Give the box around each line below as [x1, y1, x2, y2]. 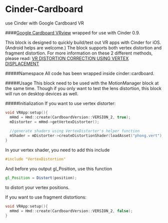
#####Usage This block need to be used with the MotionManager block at [5, 80, 159, 86]
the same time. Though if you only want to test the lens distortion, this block [5, 85, 161, 91]
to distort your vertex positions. [5, 184, 70, 190]
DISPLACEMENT [5, 60, 39, 66]
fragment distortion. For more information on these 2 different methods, [5, 50, 153, 56]
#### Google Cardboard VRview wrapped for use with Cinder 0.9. [5, 29, 140, 35]
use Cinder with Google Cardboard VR [5, 20, 84, 26]
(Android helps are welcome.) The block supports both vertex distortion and [5, 44, 162, 50]
